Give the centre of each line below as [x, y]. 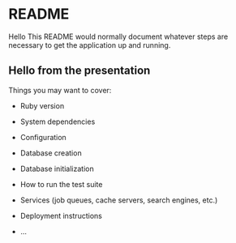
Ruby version [42, 105]
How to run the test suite [61, 184]
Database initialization [57, 168]
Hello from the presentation [79, 71]
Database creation [51, 153]
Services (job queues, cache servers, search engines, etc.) [119, 200]
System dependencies [58, 122]
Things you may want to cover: [60, 90]
